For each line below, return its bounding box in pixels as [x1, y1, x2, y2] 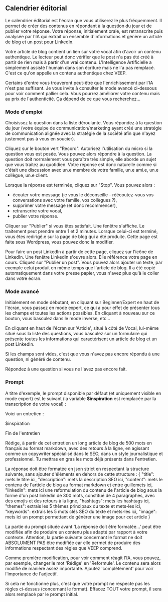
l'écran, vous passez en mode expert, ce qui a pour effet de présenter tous [5, 305, 160, 311]
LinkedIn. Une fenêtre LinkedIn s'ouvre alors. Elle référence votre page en [5, 254, 157, 260]
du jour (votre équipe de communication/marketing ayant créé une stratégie [5, 125, 162, 131]
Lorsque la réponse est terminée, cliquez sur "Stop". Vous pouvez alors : [5, 182, 155, 188]
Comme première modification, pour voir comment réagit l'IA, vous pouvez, [5, 555, 161, 561]
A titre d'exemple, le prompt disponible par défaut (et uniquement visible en [5, 390, 161, 396]
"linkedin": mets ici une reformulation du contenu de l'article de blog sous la [5, 487, 162, 493]
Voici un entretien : [5, 410, 44, 417]
